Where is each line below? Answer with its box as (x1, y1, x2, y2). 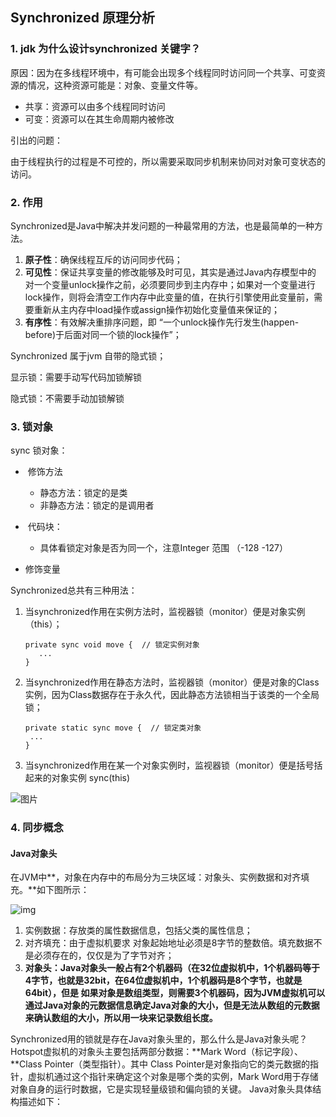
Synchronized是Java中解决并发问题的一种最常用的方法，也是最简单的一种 (10, 219, 315, 232)
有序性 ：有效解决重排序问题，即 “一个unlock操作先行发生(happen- (24, 316, 300, 328)
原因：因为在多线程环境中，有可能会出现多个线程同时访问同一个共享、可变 (10, 66, 317, 78)
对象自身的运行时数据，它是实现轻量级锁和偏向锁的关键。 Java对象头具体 (10, 1083, 313, 1095)
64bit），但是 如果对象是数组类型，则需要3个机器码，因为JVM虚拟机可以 (24, 987, 326, 999)
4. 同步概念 (10, 821, 64, 835)
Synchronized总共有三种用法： (10, 584, 138, 597)
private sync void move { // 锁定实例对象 (24, 640, 200, 650)
